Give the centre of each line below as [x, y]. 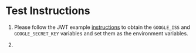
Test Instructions [48, 11]
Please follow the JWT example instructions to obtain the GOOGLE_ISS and [102, 27]
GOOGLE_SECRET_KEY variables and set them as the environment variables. [101, 33]
